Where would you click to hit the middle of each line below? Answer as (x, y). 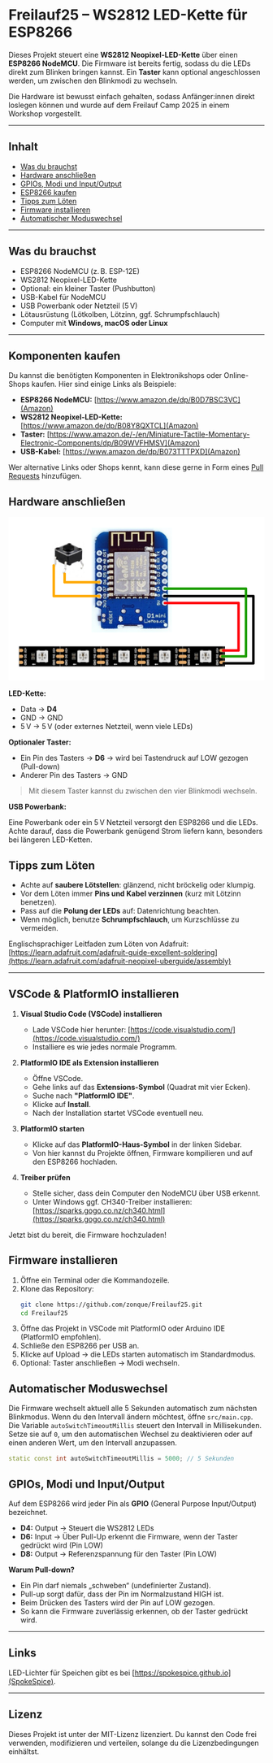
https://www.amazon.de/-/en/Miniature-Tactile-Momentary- (149, 434)
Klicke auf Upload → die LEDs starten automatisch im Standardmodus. (138, 1354)
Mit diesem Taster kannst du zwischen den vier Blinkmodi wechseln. (143, 791)
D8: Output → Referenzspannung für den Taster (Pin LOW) (119, 1553)
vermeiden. (39, 928)
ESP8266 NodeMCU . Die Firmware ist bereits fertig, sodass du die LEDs (130, 63)
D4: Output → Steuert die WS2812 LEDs (87, 1528)
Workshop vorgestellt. (45, 113)
